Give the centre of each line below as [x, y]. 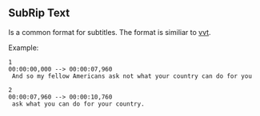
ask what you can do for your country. [78, 104]
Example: [24, 48]
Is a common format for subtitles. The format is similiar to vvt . [110, 32]
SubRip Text [39, 13]
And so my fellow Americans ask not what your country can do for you [132, 76]
